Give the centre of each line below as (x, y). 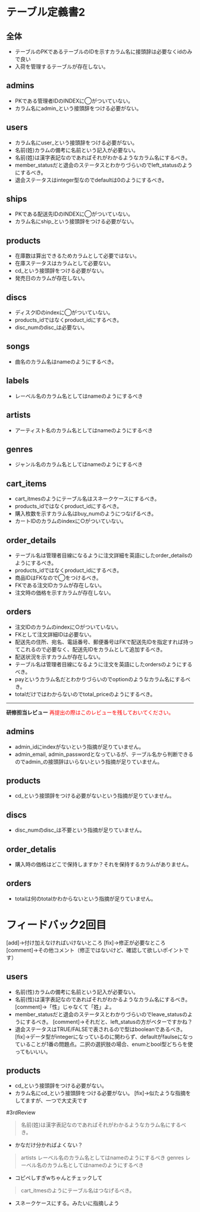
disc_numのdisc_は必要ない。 (51, 327)
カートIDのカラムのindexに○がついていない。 (71, 521)
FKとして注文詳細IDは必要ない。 (54, 634)
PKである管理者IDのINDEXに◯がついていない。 (74, 101)
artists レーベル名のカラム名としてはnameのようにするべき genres (102, 1158)
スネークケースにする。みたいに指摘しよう (67, 1203)
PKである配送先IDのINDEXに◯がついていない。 (74, 214)
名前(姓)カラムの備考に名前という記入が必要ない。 (76, 150)
